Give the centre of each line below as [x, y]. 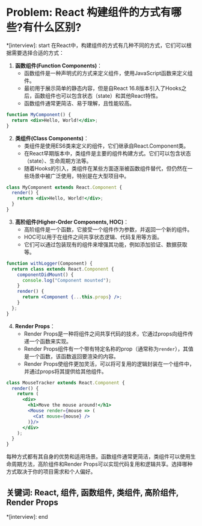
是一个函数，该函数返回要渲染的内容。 [71, 356]
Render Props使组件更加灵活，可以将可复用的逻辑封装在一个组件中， [109, 364]
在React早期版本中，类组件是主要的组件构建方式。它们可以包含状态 [107, 153]
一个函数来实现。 [50, 341]
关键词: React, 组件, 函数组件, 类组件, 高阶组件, [93, 493]
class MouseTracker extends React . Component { [66, 383]
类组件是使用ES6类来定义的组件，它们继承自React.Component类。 [106, 146]
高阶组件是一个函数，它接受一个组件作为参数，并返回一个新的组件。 [108, 229]
